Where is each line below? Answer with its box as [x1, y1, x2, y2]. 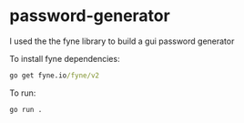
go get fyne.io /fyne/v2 [9, 70, 100, 80]
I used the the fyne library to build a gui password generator [9, 36, 235, 46]
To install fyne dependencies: [9, 53, 120, 64]
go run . [9, 105, 43, 114]
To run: [9, 87, 36, 98]
